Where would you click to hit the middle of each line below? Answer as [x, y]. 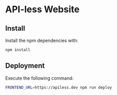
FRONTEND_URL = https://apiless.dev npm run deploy [59, 87]
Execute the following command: [40, 78]
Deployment [25, 66]
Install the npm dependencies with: [42, 40]
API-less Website [43, 9]
